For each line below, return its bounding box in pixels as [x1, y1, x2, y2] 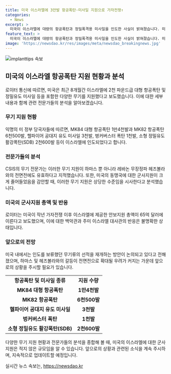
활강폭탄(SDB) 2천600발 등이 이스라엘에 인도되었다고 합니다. [5, 139, 127, 145]
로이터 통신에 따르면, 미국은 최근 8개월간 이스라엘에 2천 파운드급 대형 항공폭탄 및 [5, 87, 166, 93]
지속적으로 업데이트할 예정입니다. [12, 352, 78, 358]
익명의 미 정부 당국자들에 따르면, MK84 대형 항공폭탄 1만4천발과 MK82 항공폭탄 [5, 126, 164, 132]
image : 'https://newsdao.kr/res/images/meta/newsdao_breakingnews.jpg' [5, 41, 161, 46]
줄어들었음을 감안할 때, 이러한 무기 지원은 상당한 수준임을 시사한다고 [10, 179, 145, 185]
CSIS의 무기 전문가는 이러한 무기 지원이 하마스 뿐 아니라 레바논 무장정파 [5, 166, 148, 172]
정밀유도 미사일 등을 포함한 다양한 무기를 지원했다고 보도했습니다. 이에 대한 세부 [5, 93, 163, 99]
